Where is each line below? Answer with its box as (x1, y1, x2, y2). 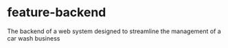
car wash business (7, 34, 60, 42)
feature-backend (7, 5, 106, 20)
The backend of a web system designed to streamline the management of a (7, 27, 221, 35)
